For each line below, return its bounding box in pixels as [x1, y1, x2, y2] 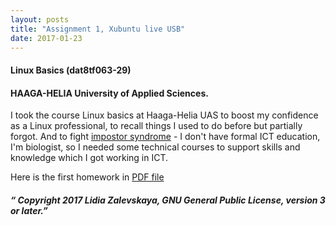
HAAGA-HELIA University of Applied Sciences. [10, 87, 209, 99]
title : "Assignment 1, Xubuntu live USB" [10, 24, 186, 34]
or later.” [10, 204, 48, 216]
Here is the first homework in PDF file [10, 171, 165, 183]
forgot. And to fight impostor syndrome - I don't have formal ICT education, [10, 131, 321, 143]
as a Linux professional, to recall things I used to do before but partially [10, 120, 303, 132]
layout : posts [10, 14, 70, 25]
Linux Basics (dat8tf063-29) [10, 64, 132, 76]
